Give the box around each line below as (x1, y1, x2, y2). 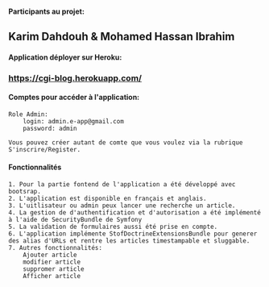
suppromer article (23, 264, 85, 273)
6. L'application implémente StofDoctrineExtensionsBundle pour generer (8, 230, 258, 238)
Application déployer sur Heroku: (8, 52, 122, 62)
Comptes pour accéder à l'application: (8, 93, 140, 102)
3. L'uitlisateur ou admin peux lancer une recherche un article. (8, 202, 236, 210)
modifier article (23, 258, 81, 266)
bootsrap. (8, 187, 42, 195)
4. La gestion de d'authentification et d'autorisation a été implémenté (8, 208, 262, 217)
